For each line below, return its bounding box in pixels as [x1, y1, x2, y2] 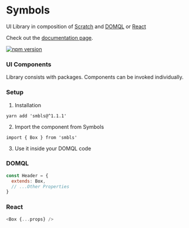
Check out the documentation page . [6, 34, 93, 41]
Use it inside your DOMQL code [14, 145, 92, 152]
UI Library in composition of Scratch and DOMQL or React [6, 23, 147, 30]
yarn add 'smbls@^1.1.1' [6, 113, 67, 119]
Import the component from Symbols [14, 123, 104, 130]
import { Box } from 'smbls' [6, 134, 77, 141]
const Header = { [6, 172, 49, 179]
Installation [14, 101, 42, 108]
